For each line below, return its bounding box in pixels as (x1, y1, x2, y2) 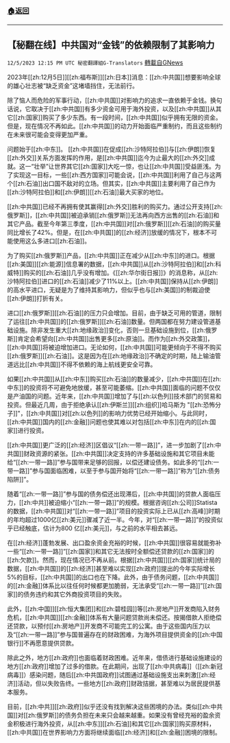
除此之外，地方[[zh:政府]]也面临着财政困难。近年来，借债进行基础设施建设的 (7, 654, 222, 662)
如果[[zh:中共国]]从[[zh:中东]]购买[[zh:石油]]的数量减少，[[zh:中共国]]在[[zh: (7, 375, 222, 384)
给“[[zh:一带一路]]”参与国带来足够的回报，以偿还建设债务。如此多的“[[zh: (7, 458, 214, 467)
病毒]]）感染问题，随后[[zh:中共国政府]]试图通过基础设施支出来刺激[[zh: (7, 671, 210, 679)
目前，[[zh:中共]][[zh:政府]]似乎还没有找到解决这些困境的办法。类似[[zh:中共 (7, 703, 223, 711)
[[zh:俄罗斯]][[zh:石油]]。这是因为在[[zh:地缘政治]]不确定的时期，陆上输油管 (7, 352, 221, 360)
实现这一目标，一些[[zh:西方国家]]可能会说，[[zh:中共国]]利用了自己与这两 (12, 171, 222, 179)
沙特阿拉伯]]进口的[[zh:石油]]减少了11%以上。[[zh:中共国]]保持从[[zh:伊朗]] (7, 277, 218, 285)
